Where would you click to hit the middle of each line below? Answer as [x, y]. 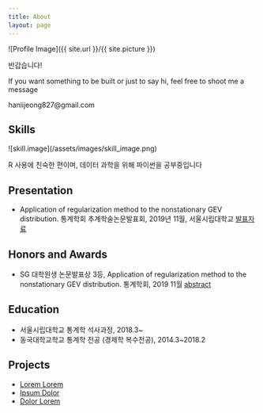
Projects [29, 365]
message [23, 89]
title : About [30, 17]
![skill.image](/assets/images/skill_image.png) [83, 149]
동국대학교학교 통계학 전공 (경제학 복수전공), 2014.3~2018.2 [113, 339]
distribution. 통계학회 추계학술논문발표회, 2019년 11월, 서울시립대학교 [127, 219]
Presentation [41, 190]
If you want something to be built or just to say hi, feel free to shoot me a [126, 81]
